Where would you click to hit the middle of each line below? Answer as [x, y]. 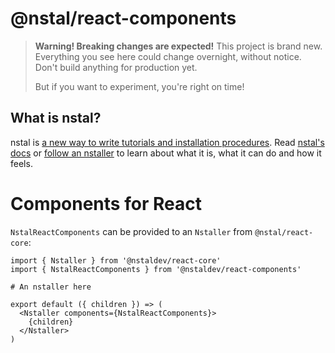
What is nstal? [56, 118]
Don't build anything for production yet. [116, 67]
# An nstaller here [51, 287]
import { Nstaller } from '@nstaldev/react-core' [116, 260]
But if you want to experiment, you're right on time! [139, 86]
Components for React [106, 203]
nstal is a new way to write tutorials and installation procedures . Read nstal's [167, 142]
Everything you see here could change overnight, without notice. [168, 56]
